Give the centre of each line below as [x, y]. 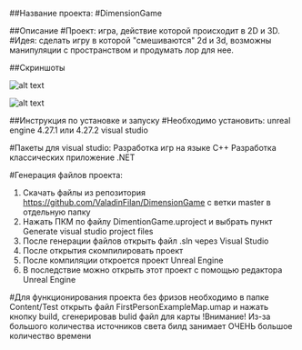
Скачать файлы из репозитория [84, 193]
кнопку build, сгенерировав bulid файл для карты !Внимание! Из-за [140, 316]
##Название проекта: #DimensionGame [86, 13]
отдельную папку [56, 212]
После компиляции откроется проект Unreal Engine [123, 260]
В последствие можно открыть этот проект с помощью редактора [152, 270]
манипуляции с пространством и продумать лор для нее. [122, 50]
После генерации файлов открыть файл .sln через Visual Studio [146, 241]
